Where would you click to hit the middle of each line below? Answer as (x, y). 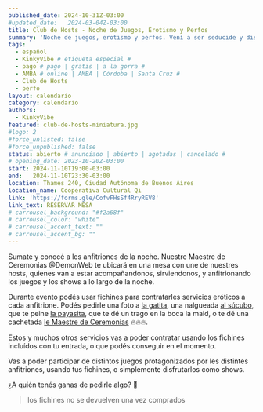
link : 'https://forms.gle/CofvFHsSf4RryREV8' (83, 198)
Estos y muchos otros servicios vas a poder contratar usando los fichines (126, 337)
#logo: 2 (22, 132)
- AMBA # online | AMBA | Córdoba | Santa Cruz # (97, 74)
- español (31, 52)
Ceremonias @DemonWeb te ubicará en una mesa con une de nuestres (123, 264)
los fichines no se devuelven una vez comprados (106, 399)
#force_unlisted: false (47, 139)
